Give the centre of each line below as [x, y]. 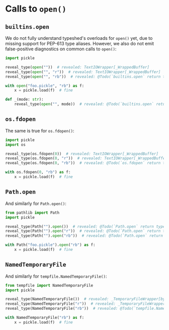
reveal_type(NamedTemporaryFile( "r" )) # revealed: [60, 304]
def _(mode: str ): [24, 100]
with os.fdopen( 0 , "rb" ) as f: [38, 172]
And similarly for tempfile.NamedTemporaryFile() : [56, 276]
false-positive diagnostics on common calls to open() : [61, 49]
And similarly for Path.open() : [36, 203]
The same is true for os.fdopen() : [40, 130]
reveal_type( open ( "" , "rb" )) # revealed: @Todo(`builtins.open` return [83, 77]
